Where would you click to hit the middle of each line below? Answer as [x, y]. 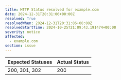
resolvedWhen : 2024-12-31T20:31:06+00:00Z [49, 23]
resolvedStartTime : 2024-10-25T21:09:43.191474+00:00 [61, 28]
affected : [15, 37]
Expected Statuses [30, 62]
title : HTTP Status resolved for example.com [52, 9]
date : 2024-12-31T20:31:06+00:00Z [40, 14]
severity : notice [23, 32]
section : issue [20, 46]
